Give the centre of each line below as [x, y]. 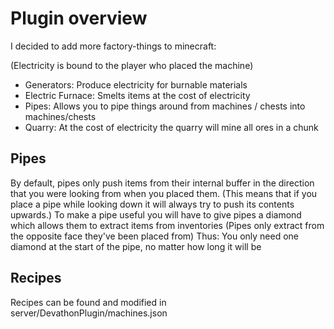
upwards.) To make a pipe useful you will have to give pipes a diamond [156, 214]
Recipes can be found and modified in [88, 302]
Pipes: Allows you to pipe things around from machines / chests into [165, 106]
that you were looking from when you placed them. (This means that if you [164, 193]
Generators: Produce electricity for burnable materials [136, 84]
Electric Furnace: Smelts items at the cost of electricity [137, 95]
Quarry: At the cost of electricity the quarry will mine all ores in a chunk [171, 127]
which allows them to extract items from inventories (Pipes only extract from [167, 225]
